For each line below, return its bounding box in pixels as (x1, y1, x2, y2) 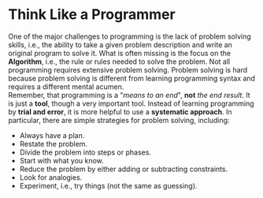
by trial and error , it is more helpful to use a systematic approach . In (8, 106, 232, 116)
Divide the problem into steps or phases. (19, 148, 152, 157)
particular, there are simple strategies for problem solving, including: (8, 115, 230, 125)
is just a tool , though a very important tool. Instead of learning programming (8, 99, 254, 108)
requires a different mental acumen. (8, 81, 124, 92)
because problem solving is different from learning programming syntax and (8, 73, 256, 83)
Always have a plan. (19, 130, 85, 140)
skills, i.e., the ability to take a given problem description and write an (8, 39, 232, 49)
